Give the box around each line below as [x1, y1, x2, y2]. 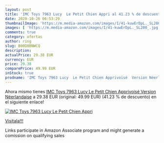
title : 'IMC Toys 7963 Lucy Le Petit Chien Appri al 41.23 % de [5, 12, 141, 17]
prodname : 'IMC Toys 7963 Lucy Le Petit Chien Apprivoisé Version [5, 75, 147, 80]
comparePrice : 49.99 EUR [5, 66, 56, 71]
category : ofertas [5, 35, 42, 40]
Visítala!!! [5, 118, 23, 123]
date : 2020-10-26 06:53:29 [5, 16, 60, 21]
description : [5, 48, 32, 53]
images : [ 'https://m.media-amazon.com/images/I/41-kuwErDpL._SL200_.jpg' [5, 25, 161, 30]
